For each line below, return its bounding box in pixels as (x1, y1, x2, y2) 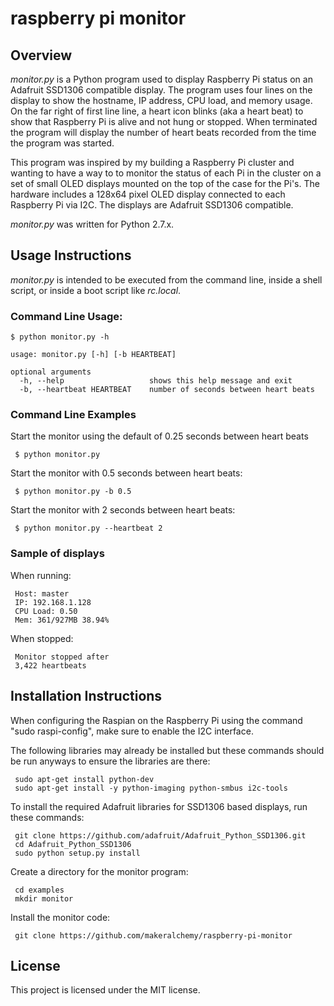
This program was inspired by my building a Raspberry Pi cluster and (10, 157, 295, 168)
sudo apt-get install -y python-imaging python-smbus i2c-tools (14, 783, 288, 793)
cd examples (14, 885, 65, 895)
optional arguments (10, 367, 92, 377)
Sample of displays (10, 547, 105, 561)
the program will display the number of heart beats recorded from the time (10, 127, 317, 138)
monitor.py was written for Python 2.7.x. (10, 218, 175, 230)
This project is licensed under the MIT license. (10, 984, 201, 996)
